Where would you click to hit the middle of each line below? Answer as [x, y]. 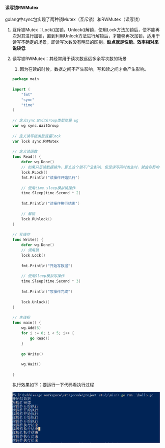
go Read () [40, 338]
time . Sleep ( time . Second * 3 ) [51, 281]
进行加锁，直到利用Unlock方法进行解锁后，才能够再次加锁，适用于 [93, 36]
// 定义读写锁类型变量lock [36, 136]
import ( [21, 89]
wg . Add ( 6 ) [31, 328]
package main [26, 79]
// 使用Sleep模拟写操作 [43, 276]
